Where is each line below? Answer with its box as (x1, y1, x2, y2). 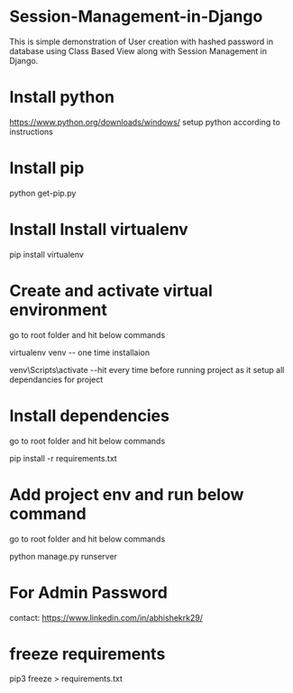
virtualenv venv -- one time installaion (9, 347, 151, 358)
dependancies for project (9, 374, 104, 385)
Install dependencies (9, 406, 169, 425)
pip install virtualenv (9, 249, 84, 260)
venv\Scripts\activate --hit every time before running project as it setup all (9, 364, 285, 375)
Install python (9, 87, 115, 107)
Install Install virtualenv (9, 219, 189, 240)
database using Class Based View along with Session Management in (9, 45, 268, 56)
